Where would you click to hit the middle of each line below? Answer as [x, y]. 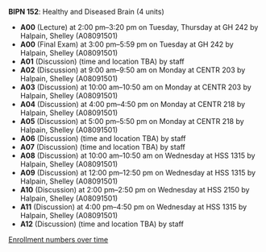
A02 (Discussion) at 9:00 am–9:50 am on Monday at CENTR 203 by [133, 70]
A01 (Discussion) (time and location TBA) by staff [102, 61]
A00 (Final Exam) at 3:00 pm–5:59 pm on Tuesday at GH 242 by [127, 44]
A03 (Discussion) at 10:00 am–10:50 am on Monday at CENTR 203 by [135, 87]
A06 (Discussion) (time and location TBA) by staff [103, 138]
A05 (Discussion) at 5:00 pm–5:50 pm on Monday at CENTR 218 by [132, 121]
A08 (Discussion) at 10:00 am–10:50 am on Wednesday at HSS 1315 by [137, 155]
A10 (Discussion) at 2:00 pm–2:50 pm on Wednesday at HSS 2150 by [135, 190]
